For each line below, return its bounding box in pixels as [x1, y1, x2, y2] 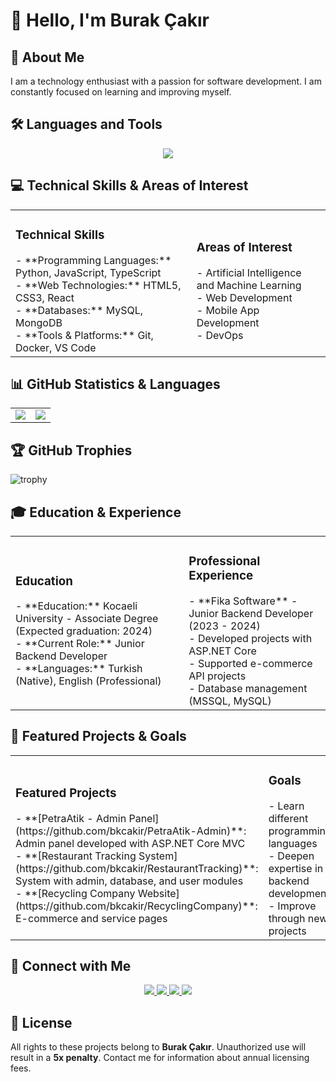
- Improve [268, 899, 317, 913]
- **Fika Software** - [188, 594, 298, 608]
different [268, 811, 309, 825]
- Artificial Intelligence [196, 265, 302, 279]
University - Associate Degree [15, 612, 159, 626]
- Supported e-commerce [188, 656, 313, 670]
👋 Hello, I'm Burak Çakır [10, 9, 210, 32]
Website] [137, 886, 180, 900]
